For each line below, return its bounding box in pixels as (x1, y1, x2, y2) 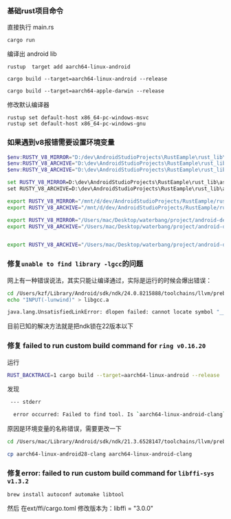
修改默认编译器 (7, 101, 49, 109)
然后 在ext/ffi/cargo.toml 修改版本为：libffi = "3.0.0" (7, 505, 153, 513)
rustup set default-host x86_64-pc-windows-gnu (7, 121, 146, 128)
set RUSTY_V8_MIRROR (7, 179, 67, 186)
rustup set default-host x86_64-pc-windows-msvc (7, 114, 149, 121)
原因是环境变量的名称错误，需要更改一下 (7, 425, 122, 433)
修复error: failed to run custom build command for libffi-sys (7, 468, 214, 478)
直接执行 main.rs (7, 23, 54, 32)
